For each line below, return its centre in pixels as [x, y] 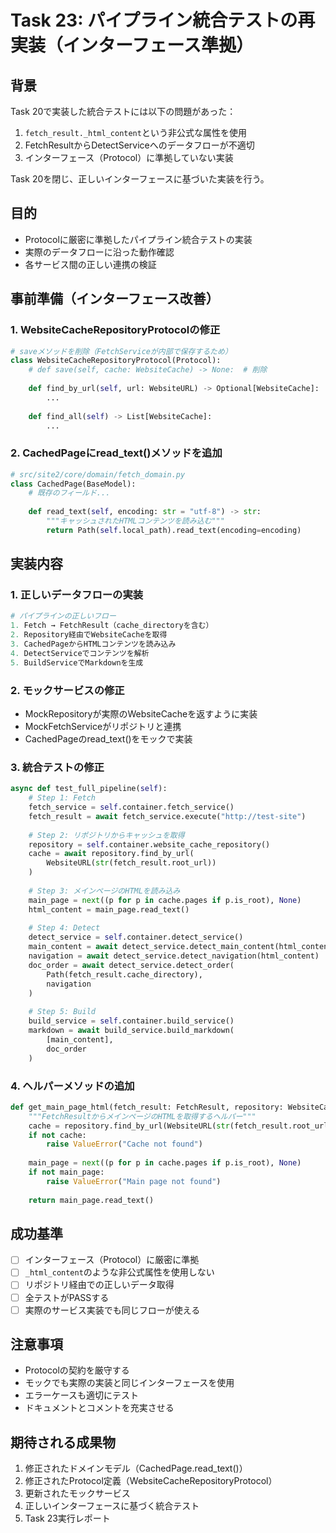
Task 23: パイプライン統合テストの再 [163, 20]
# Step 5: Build [62, 1012]
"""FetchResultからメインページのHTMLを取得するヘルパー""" [142, 1116]
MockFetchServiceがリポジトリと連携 [103, 727]
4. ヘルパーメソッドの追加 [72, 1086]
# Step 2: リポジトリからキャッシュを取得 [106, 835]
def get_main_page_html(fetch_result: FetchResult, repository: [147, 1107]
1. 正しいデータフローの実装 [77, 595]
